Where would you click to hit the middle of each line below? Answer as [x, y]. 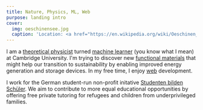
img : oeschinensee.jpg [40, 29]
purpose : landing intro [36, 18]
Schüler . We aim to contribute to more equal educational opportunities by [97, 89]
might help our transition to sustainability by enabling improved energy [94, 65]
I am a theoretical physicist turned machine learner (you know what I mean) [100, 51]
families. [17, 102]
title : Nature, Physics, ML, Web [48, 12]
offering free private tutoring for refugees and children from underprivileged [101, 95]
